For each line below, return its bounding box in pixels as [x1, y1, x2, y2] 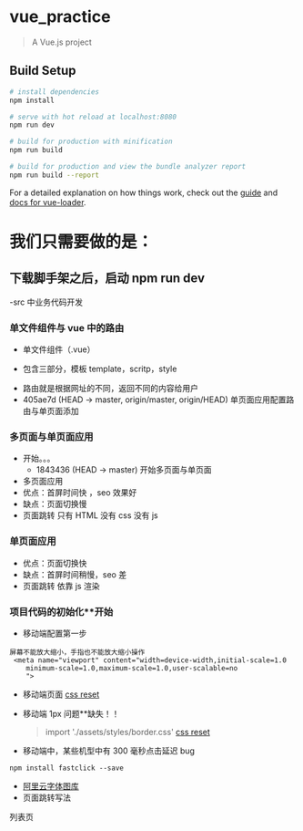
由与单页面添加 [22, 406, 79, 417]
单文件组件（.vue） [22, 344, 96, 355]
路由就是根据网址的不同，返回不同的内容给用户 [22, 383, 198, 394]
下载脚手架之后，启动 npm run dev [9, 271, 206, 286]
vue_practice [9, 6, 111, 27]
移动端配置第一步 [22, 628, 87, 639]
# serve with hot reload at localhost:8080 [9, 112, 177, 121]
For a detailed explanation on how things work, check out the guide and [9, 187, 278, 198]
